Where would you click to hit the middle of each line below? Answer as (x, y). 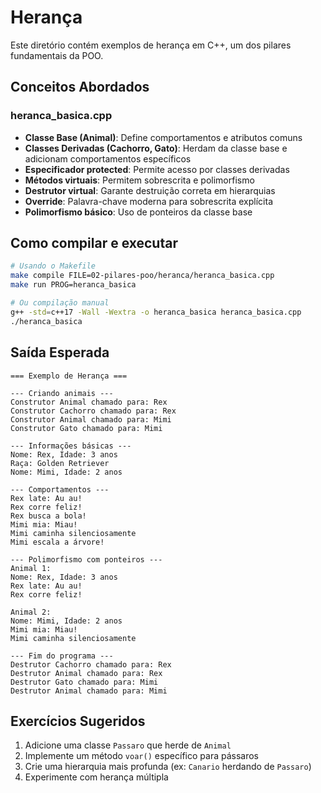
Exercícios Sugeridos (78, 721)
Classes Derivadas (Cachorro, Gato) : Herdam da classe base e (156, 148)
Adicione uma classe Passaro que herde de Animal (128, 745)
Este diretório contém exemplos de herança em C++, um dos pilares (151, 45)
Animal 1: (31, 568)
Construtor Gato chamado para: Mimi (86, 428)
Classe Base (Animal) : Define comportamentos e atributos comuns (163, 137)
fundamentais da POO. (57, 55)
